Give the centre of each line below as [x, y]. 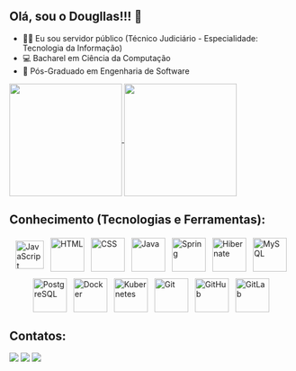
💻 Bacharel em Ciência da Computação [96, 58]
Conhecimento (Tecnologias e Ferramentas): [138, 220]
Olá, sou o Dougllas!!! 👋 [76, 17]
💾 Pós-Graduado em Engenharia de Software [106, 71]
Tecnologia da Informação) [72, 48]
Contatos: [38, 335]
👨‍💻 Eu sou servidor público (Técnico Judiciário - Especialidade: [140, 38]
